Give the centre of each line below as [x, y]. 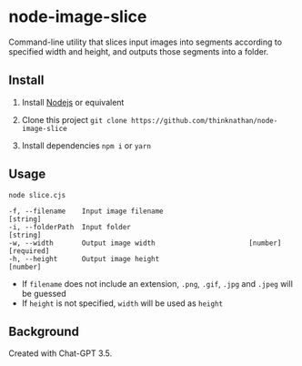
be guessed [44, 293]
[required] [29, 251]
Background [44, 331]
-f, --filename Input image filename [86, 211]
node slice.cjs [37, 195]
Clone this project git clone [75, 119]
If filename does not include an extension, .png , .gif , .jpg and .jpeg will [157, 283]
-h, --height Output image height [84, 259]
